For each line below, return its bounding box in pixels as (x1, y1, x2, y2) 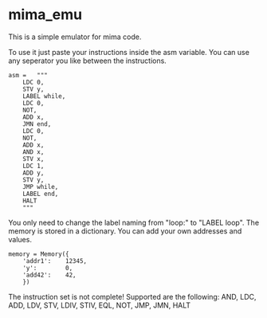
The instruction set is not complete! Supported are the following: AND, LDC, (8, 292, 257, 301)
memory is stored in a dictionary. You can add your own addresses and (8, 226, 242, 236)
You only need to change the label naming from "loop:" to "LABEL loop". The (8, 218, 260, 227)
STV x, (22, 155, 45, 163)
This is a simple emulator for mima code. (8, 32, 142, 41)
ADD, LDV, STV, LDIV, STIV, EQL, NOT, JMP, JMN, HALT (8, 300, 191, 310)
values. (8, 234, 32, 244)
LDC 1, (22, 162, 45, 170)
